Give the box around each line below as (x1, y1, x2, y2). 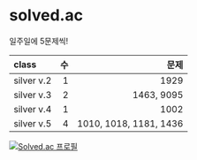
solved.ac (9, 5, 84, 26)
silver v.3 (13, 88, 52, 101)
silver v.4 (13, 103, 52, 115)
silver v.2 (13, 74, 52, 87)
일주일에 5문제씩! (9, 35, 69, 46)
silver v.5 (13, 117, 52, 129)
